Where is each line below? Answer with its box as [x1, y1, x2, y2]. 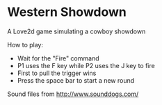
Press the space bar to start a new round [17, 76, 135, 84]
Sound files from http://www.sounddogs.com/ [7, 90, 139, 98]
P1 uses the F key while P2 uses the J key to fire [17, 61, 155, 70]
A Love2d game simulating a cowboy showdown [7, 27, 146, 35]
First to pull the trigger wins [17, 69, 97, 77]
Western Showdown [7, 4, 127, 20]
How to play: [7, 40, 44, 49]
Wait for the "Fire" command [17, 54, 99, 63]
